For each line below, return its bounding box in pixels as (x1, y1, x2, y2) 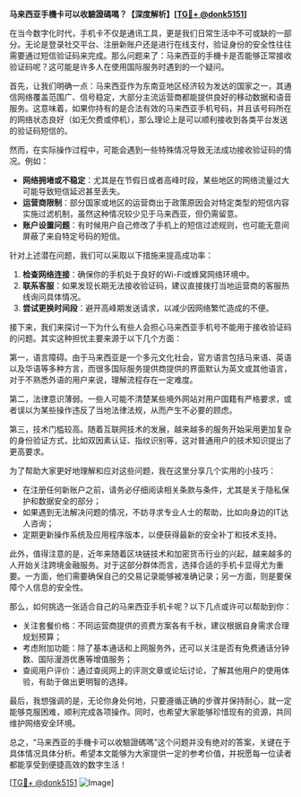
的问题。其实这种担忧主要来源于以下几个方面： (9, 333, 182, 344)
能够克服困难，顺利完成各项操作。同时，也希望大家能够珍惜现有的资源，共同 (9, 706, 292, 717)
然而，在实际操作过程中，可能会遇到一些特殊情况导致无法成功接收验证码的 (9, 145, 284, 155)
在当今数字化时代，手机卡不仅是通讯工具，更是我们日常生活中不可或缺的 (9, 28, 276, 39)
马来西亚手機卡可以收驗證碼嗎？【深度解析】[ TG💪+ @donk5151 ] (9, 9, 247, 19)
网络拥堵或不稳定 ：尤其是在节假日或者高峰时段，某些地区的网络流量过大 (21, 175, 289, 185)
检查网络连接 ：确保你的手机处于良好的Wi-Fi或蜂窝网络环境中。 (21, 269, 255, 279)
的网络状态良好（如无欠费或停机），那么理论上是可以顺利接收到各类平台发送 (9, 114, 288, 125)
